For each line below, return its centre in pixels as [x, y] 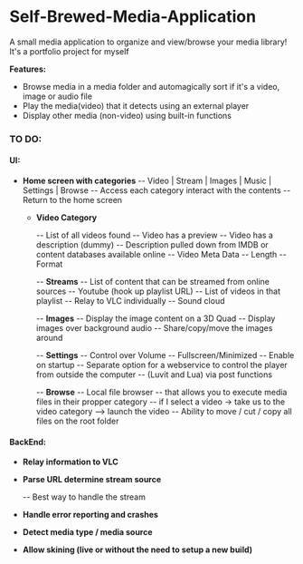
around [49, 338]
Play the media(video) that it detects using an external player [136, 105]
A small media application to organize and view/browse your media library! [148, 42]
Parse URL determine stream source [92, 480]
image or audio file [57, 96]
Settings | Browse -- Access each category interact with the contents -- [156, 190]
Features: [28, 69]
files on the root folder [77, 421]
